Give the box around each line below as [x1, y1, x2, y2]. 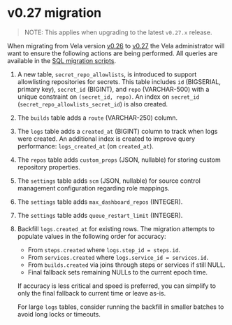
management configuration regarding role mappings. [17, 184, 170, 192]
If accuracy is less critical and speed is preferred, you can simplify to [17, 282, 217, 290]
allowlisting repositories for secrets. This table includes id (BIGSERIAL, [17, 77, 222, 85]
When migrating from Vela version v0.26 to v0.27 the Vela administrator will [7, 41, 225, 50]
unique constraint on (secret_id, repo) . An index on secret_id [17, 92, 200, 101]
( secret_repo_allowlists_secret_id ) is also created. [17, 99, 168, 108]
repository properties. [17, 162, 80, 171]
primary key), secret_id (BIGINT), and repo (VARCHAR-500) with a [17, 85, 210, 93]
